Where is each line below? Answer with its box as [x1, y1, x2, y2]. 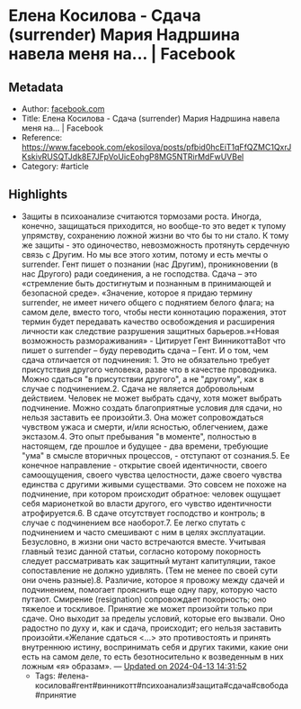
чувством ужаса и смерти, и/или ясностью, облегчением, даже [21, 421, 269, 432]
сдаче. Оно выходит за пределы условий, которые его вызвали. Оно [21, 613, 286, 623]
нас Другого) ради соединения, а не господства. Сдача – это [21, 268, 258, 279]
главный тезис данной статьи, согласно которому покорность [21, 546, 261, 557]
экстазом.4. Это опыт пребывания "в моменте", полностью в [21, 431, 257, 441]
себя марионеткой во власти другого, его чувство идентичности [21, 497, 271, 509]
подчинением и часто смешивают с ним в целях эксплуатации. [21, 526, 266, 537]
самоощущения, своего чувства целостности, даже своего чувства [21, 469, 282, 480]
